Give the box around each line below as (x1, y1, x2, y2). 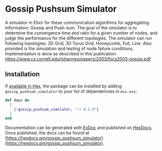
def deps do (5, 98, 29, 103)
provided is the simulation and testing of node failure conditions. (5, 45, 134, 51)
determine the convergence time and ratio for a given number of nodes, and (5, 30, 158, 36)
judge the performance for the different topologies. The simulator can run (5, 35, 152, 41)
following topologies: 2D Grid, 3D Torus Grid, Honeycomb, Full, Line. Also (5, 40, 152, 46)
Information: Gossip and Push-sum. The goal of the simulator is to (5, 24, 137, 30)
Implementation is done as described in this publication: (5, 50, 117, 57)
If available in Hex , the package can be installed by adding (5, 83, 122, 89)
